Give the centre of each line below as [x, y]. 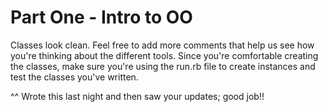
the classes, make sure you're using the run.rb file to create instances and [163, 66]
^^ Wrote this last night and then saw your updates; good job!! [137, 96]
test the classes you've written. [74, 77]
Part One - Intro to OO [101, 17]
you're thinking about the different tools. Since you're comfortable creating [164, 55]
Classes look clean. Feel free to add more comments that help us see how [162, 45]
